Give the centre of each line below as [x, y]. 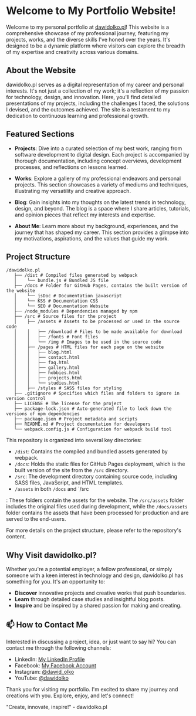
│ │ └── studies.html [47, 383]
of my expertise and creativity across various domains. [72, 52]
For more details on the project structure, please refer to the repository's [94, 530]
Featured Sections [40, 134]
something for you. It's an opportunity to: [56, 582]
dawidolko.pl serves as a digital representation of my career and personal [95, 84]
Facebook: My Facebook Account [55, 666]
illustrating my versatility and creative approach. [72, 191]
